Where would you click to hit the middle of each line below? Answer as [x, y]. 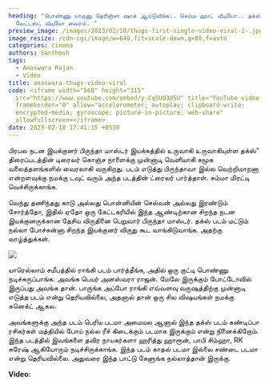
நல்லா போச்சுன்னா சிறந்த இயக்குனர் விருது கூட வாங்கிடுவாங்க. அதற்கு [115, 229]
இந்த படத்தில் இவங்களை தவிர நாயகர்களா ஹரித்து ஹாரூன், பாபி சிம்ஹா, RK [126, 340]
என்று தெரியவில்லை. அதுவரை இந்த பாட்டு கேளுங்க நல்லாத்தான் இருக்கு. [119, 358]
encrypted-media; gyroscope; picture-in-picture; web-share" [120, 113]
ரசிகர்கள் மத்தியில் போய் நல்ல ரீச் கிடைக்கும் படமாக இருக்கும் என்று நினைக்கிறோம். [134, 330]
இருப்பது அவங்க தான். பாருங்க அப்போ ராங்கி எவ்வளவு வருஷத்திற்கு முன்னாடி [127, 288]
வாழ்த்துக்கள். [29, 238]
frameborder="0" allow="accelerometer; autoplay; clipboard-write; [130, 105]
